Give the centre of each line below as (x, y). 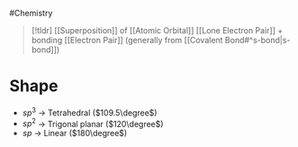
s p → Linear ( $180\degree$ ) (75, 133)
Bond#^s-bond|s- (257, 40)
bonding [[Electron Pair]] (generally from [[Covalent (127, 40)
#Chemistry (31, 13)
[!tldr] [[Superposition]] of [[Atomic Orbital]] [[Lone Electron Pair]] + (157, 30)
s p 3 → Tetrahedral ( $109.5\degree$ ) (90, 112)
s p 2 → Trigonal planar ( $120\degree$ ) (93, 123)
